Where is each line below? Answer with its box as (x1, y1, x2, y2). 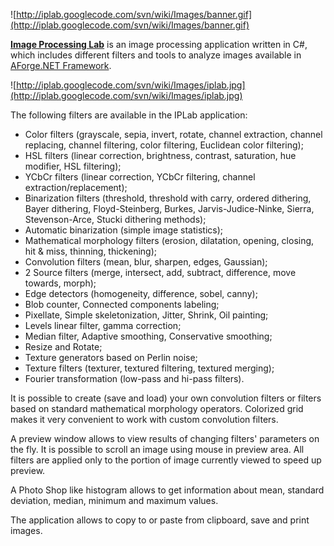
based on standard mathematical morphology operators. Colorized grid (10, 403, 304, 414)
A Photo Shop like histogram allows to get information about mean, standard (10, 484, 325, 496)
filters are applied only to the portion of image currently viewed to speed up (10, 454, 322, 466)
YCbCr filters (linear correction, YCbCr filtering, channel (24, 171, 256, 183)
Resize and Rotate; (24, 341, 103, 353)
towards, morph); (24, 277, 97, 289)
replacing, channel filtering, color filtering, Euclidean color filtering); (24, 139, 304, 151)
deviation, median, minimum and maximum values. (10, 495, 219, 506)
